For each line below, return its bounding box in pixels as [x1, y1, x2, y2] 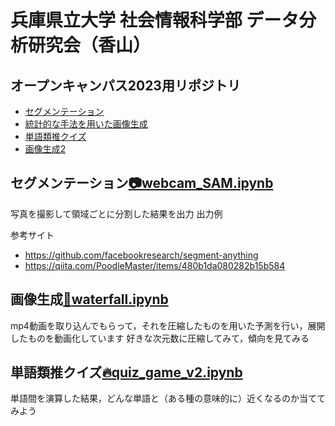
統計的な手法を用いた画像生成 [24, 118, 148, 130]
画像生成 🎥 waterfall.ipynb [10, 291, 169, 308]
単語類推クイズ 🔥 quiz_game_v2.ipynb [10, 364, 243, 381]
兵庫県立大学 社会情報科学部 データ [10, 9, 300, 32]
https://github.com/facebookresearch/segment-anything [24, 249, 259, 261]
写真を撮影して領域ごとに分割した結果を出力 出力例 [10, 207, 223, 220]
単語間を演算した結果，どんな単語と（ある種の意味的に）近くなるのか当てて [10, 392, 326, 405]
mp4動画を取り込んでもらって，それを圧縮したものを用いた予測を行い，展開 [10, 319, 326, 331]
